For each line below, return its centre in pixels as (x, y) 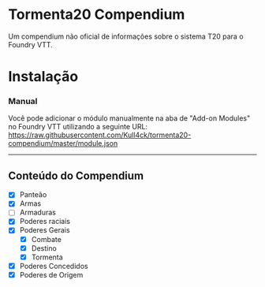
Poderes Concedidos (54, 266)
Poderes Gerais (45, 230)
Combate (46, 239)
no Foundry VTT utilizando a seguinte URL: (78, 127)
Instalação (43, 77)
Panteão (33, 195)
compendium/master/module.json (63, 143)
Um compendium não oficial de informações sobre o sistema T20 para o (126, 36)
